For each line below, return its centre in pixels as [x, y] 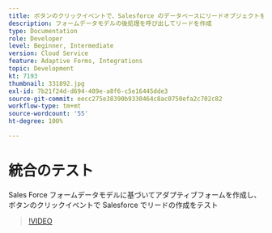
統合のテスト [51, 171]
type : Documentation [43, 31]
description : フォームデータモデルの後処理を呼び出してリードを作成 [110, 23]
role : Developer [36, 38]
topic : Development [41, 69]
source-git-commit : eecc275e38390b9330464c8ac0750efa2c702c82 [115, 99]
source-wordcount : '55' [49, 114]
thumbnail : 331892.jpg [47, 83]
